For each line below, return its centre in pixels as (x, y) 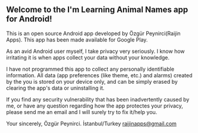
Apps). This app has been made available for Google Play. (77, 39)
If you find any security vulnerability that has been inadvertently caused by (98, 99)
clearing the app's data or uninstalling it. (55, 88)
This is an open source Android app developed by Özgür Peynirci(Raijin (93, 33)
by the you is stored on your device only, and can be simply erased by (92, 81)
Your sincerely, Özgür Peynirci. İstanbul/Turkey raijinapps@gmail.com (92, 123)
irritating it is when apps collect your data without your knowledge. (88, 57)
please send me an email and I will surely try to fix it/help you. (82, 112)
